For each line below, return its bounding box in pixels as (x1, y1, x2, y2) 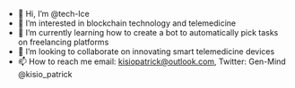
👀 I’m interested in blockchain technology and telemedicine (17, 18, 237, 28)
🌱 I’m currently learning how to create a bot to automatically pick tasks (17, 28, 279, 37)
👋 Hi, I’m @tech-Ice (17, 9, 90, 19)
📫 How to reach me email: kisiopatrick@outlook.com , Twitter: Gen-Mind (17, 56, 287, 67)
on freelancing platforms (17, 36, 109, 47)
